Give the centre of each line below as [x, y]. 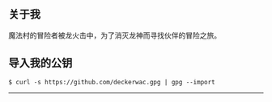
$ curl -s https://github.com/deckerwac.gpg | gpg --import [112, 82]
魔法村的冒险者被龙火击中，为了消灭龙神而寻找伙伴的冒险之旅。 [115, 35]
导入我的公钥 [40, 63]
